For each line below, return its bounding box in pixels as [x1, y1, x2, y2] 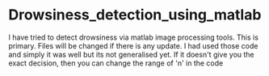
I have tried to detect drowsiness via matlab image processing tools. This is [8, 32, 258, 42]
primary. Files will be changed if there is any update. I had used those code [8, 40, 258, 50]
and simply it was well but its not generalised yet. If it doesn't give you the [8, 49, 254, 59]
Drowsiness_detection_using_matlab [8, 6, 262, 24]
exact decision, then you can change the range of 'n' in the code [8, 58, 224, 68]
